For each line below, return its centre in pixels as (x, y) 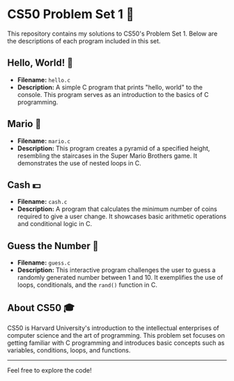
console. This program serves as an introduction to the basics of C (113, 94)
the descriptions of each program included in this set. (84, 40)
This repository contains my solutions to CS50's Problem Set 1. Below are (112, 33)
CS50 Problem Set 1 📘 (71, 14)
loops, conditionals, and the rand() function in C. (87, 285)
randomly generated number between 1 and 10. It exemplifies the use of (120, 278)
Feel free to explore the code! (49, 370)
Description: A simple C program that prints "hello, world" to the (110, 87)
